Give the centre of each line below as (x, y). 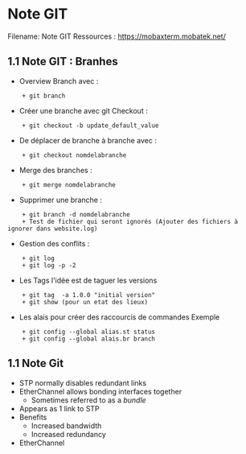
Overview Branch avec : (59, 80)
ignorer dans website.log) (53, 229)
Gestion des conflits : (54, 243)
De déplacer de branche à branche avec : (88, 140)
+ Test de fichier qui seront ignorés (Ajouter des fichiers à (130, 221)
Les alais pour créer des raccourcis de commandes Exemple (119, 317)
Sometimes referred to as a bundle (88, 400)
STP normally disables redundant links (82, 382)
